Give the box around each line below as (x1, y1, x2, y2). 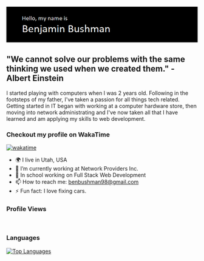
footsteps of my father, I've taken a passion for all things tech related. (6, 95, 180, 103)
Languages (6, 234, 41, 242)
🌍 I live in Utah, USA (15, 156, 67, 163)
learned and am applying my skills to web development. (6, 115, 146, 122)
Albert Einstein (6, 73, 64, 84)
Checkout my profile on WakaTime (6, 130, 110, 138)
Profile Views (6, 205, 47, 213)
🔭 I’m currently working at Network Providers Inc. (15, 164, 138, 172)
